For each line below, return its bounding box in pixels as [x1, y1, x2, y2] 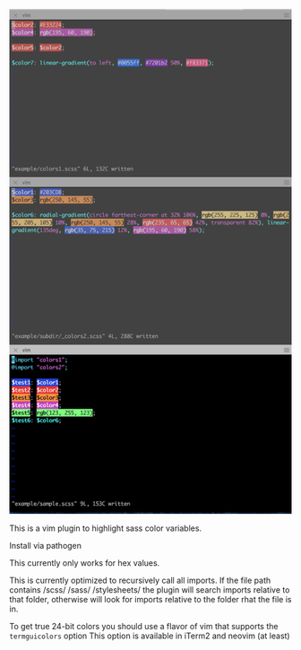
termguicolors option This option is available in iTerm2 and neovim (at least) [9, 630, 290, 641]
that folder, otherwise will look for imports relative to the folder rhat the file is [9, 594, 292, 604]
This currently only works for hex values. [9, 557, 160, 568]
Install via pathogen [9, 540, 82, 550]
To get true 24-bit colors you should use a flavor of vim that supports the [9, 620, 279, 631]
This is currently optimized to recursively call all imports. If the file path [9, 575, 271, 585]
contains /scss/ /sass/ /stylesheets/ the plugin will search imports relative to [9, 584, 290, 595]
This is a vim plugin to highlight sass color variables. [9, 523, 202, 533]
